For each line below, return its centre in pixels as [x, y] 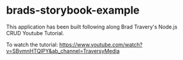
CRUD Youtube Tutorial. [35, 33]
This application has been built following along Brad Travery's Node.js [92, 27]
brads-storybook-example [73, 10]
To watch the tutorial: [32, 45]
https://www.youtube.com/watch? [101, 45]
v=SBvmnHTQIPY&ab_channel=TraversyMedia [63, 50]
